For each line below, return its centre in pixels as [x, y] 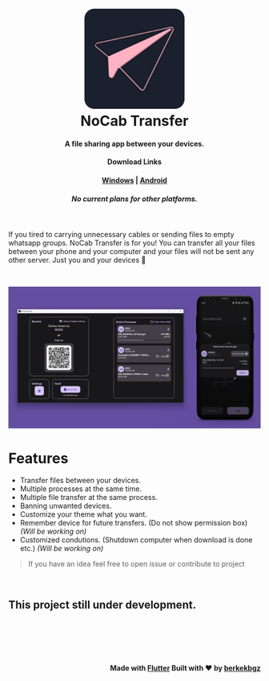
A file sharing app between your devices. [134, 143]
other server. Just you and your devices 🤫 [77, 260]
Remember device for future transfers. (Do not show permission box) [134, 523]
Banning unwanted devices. [66, 506]
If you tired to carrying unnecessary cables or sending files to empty [121, 234]
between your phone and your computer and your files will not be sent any [131, 251]
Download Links [134, 162]
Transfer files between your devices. [80, 481]
